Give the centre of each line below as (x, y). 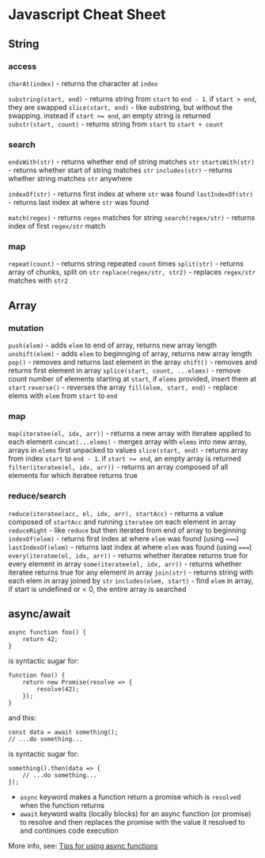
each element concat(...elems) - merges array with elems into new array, (128, 442)
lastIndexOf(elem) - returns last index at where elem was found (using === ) (130, 547)
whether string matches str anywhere (70, 179)
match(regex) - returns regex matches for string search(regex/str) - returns (132, 218)
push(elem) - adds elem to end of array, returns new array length (113, 345)
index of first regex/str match (57, 226)
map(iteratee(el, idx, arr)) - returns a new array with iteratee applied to (130, 434)
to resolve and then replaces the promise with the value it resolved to (132, 822)
